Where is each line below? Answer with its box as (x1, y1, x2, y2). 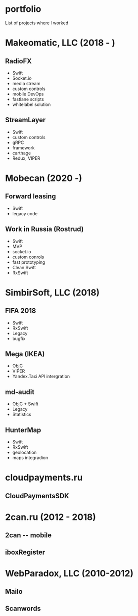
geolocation (12, 449, 37, 455)
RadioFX (5, 57, 32, 65)
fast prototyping (12, 259, 46, 265)
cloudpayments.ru (5, 472, 83, 483)
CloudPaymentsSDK (5, 491, 69, 500)
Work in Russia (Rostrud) (5, 225, 84, 234)
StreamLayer (5, 116, 46, 124)
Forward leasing (5, 192, 56, 201)
